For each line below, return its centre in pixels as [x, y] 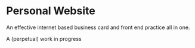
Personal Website [51, 11]
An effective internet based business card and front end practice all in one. [98, 27]
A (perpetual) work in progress [44, 39]
